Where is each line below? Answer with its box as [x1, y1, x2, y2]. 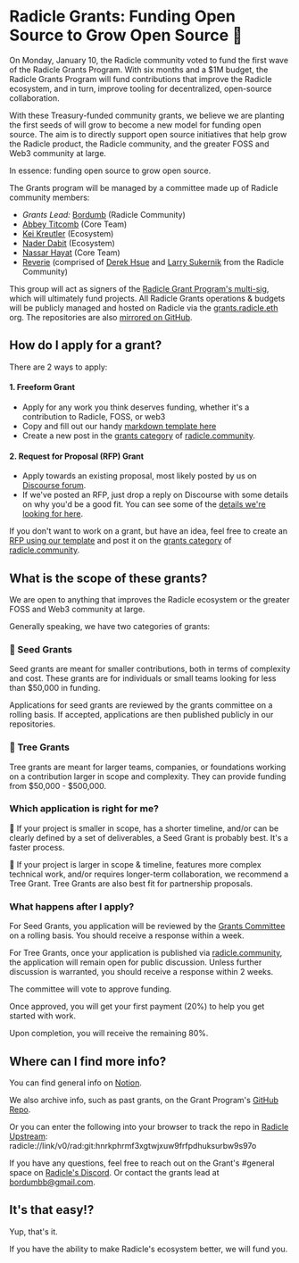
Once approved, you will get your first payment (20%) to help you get [9, 1001, 265, 1012]
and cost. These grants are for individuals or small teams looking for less [9, 673, 277, 684]
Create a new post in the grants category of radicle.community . [21, 430, 256, 441]
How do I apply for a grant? [9, 337, 162, 353]
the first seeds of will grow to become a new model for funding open [9, 119, 262, 130]
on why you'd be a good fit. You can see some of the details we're [21, 499, 266, 510]
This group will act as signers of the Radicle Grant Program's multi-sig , [9, 283, 270, 294]
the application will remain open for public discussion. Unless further [9, 957, 262, 968]
